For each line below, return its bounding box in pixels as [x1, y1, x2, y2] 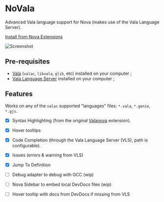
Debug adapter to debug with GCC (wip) [12, 172, 94, 178]
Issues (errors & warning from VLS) [12, 152, 84, 158]
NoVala [5, 3, 35, 14]
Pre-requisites [5, 57, 50, 66]
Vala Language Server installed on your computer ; [12, 75, 115, 81]
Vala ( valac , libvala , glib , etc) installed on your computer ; [12, 70, 132, 76]
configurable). [12, 142, 41, 148]
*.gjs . [5, 108, 18, 114]
